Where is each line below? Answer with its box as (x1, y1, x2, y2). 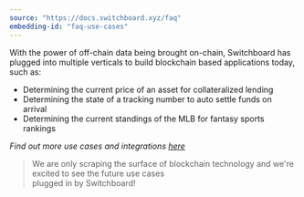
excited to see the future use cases (31, 168, 165, 179)
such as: (9, 66, 42, 78)
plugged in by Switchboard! (31, 177, 136, 188)
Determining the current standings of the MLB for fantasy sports (22, 113, 265, 124)
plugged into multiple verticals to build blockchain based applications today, (9, 57, 295, 67)
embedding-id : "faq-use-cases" (9, 22, 129, 31)
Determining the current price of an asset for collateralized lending (22, 84, 274, 95)
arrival (22, 103, 47, 114)
